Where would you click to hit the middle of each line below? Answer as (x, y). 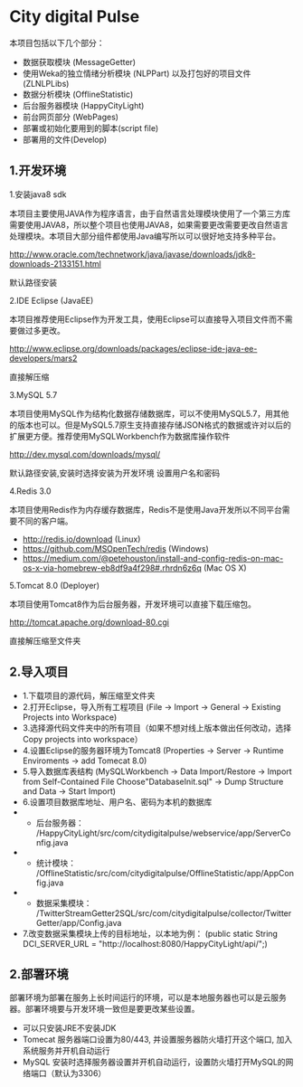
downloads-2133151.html (55, 263)
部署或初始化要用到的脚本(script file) (90, 128)
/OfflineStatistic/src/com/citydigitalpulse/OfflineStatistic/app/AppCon (165, 873)
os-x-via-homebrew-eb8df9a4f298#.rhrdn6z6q (112, 568)
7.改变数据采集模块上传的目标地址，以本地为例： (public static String (150, 933)
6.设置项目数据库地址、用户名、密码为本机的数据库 (117, 801)
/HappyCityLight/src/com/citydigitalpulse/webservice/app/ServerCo (163, 833)
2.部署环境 (39, 974)
